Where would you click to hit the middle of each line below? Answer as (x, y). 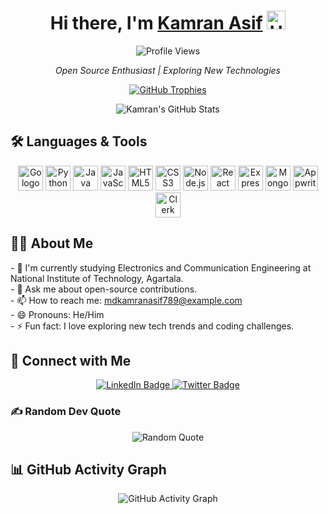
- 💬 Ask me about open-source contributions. (104, 289)
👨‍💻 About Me (52, 243)
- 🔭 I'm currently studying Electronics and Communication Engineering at (161, 267)
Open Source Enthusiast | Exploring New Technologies (168, 70)
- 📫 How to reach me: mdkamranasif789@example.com (126, 300)
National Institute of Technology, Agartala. (97, 278)
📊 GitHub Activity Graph (88, 470)
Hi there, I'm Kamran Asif (156, 23)
